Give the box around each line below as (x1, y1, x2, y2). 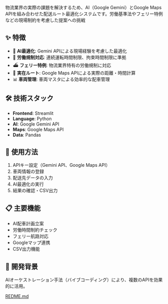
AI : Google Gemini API (12, 121, 59, 127)
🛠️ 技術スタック (5, 94, 54, 103)
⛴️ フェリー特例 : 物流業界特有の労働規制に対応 (12, 62, 112, 68)
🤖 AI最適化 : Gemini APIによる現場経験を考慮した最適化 (12, 48, 127, 54)
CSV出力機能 (12, 246, 40, 252)
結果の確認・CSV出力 (12, 188, 58, 194)
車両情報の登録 (12, 168, 44, 174)
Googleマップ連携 (12, 239, 51, 246)
